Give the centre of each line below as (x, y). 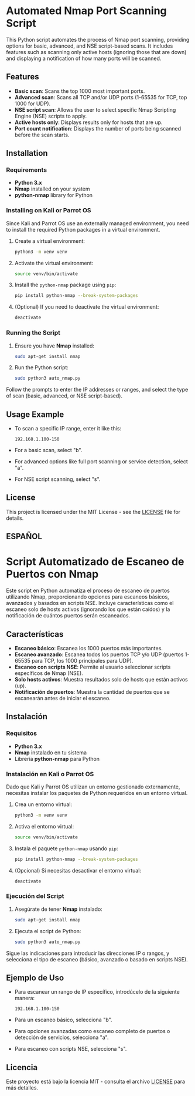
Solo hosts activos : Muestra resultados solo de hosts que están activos (101, 680)
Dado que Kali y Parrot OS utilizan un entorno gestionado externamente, (93, 787)
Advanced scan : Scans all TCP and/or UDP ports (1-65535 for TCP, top (101, 97)
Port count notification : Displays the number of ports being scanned (98, 128)
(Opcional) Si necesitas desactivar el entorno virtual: (78, 870)
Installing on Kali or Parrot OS (49, 210)
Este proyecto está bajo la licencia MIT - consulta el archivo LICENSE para (96, 1082)
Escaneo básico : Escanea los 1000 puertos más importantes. (88, 649)
